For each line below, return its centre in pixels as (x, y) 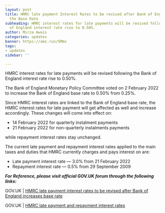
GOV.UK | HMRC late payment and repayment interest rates (65, 206)
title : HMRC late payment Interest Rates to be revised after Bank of (79, 14)
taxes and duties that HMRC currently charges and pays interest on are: (78, 152)
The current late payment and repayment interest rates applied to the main (81, 147)
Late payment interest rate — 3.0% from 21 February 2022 (71, 162)
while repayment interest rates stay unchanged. (53, 137)
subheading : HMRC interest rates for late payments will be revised (77, 23)
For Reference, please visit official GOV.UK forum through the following (80, 176)
